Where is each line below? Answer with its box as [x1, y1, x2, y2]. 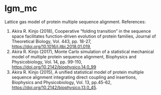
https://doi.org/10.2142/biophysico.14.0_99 [11, 64, 97, 70]
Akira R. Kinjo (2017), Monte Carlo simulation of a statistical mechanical [11, 49, 154, 54]
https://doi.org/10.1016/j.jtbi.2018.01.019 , [11, 43, 92, 49]
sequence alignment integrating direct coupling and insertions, [11, 74, 137, 80]
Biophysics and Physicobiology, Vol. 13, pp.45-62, [11, 79, 112, 85]
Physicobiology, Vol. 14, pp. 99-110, [11, 59, 82, 65]
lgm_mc [4, 3, 37, 14]
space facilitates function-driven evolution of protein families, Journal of [11, 33, 156, 39]
